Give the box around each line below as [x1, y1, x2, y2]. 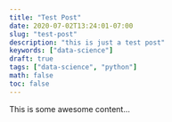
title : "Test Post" [9, 12, 82, 22]
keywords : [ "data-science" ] [9, 46, 114, 55]
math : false [9, 71, 53, 80]
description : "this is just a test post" [9, 37, 166, 47]
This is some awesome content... [9, 103, 131, 114]
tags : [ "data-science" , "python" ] [9, 63, 138, 72]
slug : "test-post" [9, 29, 78, 38]
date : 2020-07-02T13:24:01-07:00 [9, 21, 134, 30]
